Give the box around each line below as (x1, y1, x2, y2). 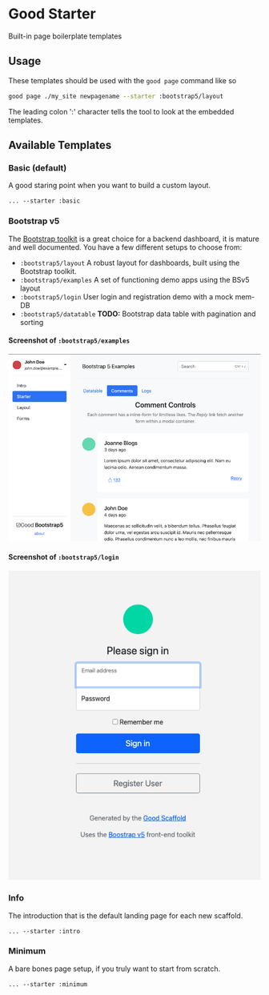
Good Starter (8, 5, 96, 23)
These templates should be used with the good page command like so (8, 75, 237, 85)
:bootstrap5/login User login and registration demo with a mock (19, 291, 234, 301)
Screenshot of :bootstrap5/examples (8, 335, 130, 345)
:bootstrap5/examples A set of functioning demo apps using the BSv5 (19, 275, 250, 284)
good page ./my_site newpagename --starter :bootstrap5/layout (8, 92, 224, 100)
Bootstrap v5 (8, 215, 60, 227)
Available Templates (8, 138, 112, 152)
